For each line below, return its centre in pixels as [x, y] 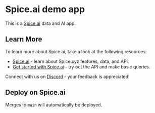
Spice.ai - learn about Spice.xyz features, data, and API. [71, 61]
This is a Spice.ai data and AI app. [40, 23]
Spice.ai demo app [45, 9]
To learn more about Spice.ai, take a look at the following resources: [76, 51]
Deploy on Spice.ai [35, 92]
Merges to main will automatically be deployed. [54, 104]
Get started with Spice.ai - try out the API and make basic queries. [81, 66]
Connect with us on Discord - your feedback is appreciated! [67, 77]
